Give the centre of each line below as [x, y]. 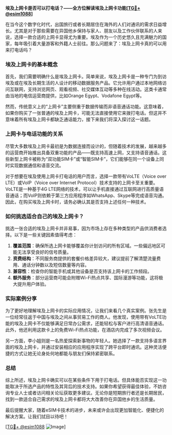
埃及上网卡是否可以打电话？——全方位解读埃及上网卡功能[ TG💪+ [73, 8]
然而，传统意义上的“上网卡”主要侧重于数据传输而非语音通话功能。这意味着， [86, 106]
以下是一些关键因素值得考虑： [46, 234]
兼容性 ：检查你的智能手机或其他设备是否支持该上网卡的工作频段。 [82, 271]
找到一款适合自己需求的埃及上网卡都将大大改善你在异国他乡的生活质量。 [81, 399]
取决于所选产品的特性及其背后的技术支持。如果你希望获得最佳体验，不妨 [86, 386]
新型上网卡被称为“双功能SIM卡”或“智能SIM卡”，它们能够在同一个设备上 [84, 159]
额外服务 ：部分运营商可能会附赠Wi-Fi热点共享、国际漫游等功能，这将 [86, 277]
